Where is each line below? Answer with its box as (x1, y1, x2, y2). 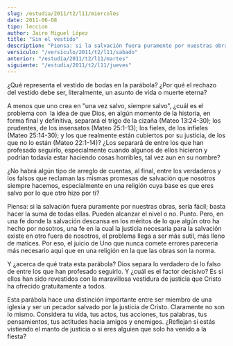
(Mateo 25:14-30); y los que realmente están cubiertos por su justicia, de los (7, 131, 226, 139)
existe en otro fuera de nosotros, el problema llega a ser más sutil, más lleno (7, 232, 225, 240)
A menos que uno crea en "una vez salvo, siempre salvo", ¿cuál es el (7, 101, 204, 110)
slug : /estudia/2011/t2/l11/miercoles (7, 10, 119, 17)
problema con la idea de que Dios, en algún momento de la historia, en (7, 109, 211, 117)
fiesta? (7, 332, 26, 340)
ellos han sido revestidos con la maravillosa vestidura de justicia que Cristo (7, 275, 222, 283)
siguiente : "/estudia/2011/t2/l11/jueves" (7, 62, 132, 69)
